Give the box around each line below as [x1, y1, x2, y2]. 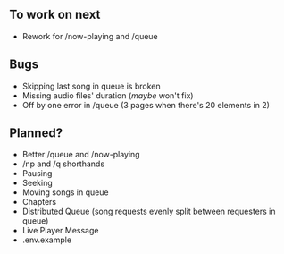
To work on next [9, 7, 101, 22]
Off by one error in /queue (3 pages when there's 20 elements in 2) [21, 99, 271, 110]
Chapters [21, 197, 57, 207]
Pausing [21, 168, 53, 179]
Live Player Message [21, 225, 99, 236]
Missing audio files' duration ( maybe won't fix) [21, 89, 194, 101]
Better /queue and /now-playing [21, 149, 140, 160]
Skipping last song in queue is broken [21, 80, 161, 91]
